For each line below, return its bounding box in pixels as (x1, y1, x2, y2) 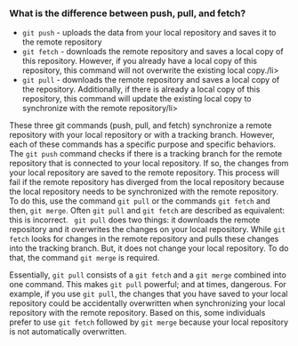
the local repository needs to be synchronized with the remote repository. (9, 186, 278, 197)
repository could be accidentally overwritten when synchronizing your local (9, 298, 286, 309)
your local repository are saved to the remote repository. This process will (9, 167, 280, 178)
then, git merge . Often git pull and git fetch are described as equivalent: (9, 205, 286, 216)
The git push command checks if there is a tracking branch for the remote (9, 149, 283, 159)
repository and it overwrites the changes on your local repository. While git (9, 224, 286, 235)
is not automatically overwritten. (9, 326, 127, 337)
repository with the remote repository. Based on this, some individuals (9, 308, 266, 318)
